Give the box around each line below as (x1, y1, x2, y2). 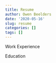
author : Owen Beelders (5, 12, 52, 17)
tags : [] (5, 30, 23, 35)
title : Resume (5, 7, 34, 12)
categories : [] (5, 26, 36, 31)
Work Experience (5, 44, 40, 49)
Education (5, 53, 26, 59)
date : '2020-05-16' (5, 16, 45, 21)
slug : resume (5, 21, 32, 26)
